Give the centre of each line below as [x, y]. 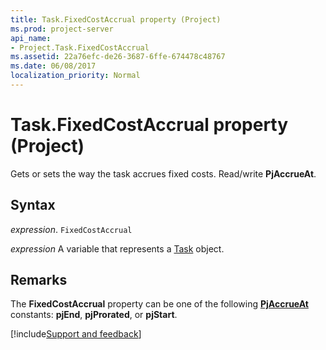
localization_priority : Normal [75, 76]
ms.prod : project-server [62, 29]
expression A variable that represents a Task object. [117, 248]
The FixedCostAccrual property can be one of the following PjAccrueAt [159, 304]
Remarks [39, 280]
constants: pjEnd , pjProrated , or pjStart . [94, 315]
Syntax [33, 205]
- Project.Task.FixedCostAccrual [80, 47]
